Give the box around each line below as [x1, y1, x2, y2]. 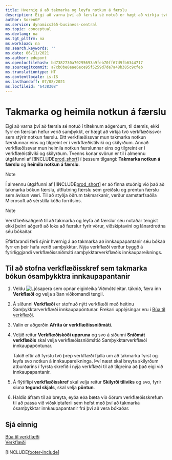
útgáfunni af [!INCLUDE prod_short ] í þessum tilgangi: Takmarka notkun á [5, 156, 160, 162]
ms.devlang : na [5, 31, 38, 36]
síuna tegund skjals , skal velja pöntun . [12, 385, 95, 391]
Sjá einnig [5, 420, 37, 429]
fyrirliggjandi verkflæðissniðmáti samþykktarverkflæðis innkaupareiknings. [5, 249, 163, 255]
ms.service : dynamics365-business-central [5, 22, 97, 27]
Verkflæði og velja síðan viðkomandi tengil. [12, 291, 104, 297]
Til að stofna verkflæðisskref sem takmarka [5, 264, 147, 273]
